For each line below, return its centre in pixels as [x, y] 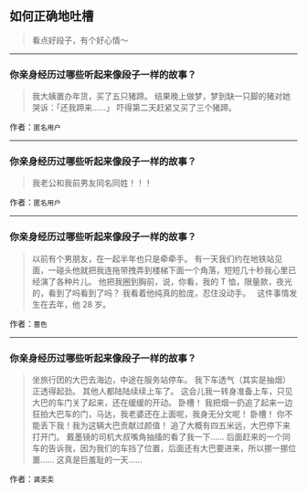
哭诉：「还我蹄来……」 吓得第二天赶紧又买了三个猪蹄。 [134, 108]
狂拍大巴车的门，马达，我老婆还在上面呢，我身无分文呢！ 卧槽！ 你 [158, 414]
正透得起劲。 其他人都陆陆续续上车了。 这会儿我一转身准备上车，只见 [162, 391]
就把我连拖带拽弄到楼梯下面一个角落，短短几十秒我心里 [184, 270]
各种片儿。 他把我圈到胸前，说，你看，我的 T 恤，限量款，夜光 [174, 281]
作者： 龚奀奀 [32, 479]
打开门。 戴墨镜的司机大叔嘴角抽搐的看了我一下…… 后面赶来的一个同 [161, 437]
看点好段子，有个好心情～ [80, 40]
